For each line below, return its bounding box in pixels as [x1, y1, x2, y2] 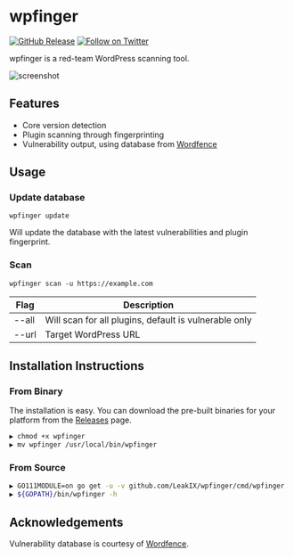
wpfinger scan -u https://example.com [9, 279, 153, 288]
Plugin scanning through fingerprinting [21, 129, 165, 140]
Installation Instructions [9, 358, 145, 373]
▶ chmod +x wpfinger [9, 432, 86, 441]
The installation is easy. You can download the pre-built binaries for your [9, 406, 276, 416]
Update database [9, 192, 86, 204]
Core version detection [21, 119, 107, 130]
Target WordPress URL [45, 328, 141, 341]
